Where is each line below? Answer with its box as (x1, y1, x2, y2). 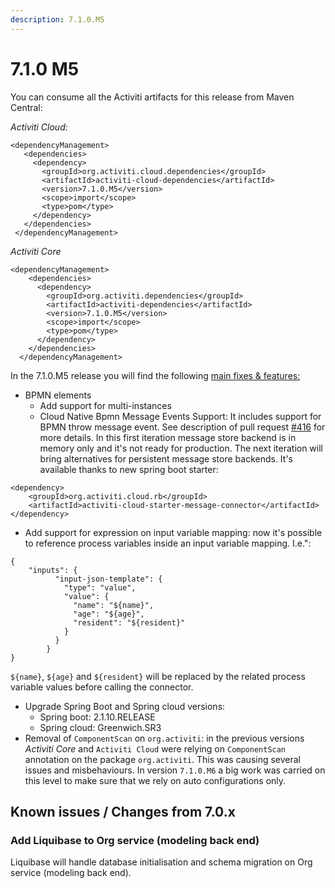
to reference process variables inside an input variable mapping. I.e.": (24, 537, 312, 549)
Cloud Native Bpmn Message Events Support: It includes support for (39, 410, 322, 422)
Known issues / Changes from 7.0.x (10, 803, 236, 820)
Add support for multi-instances (39, 399, 172, 411)
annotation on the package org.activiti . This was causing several (24, 753, 302, 765)
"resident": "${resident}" (73, 617, 186, 628)
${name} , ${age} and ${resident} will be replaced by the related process (10, 670, 306, 682)
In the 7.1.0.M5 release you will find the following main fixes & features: (10, 369, 301, 381)
